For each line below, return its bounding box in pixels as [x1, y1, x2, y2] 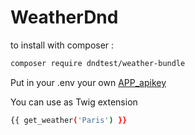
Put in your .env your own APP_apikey [10, 76, 167, 88]
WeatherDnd [10, 6, 119, 29]
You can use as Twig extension [10, 96, 138, 108]
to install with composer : [10, 39, 115, 51]
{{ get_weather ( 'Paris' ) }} [10, 115, 128, 125]
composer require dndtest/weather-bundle [10, 58, 186, 68]
